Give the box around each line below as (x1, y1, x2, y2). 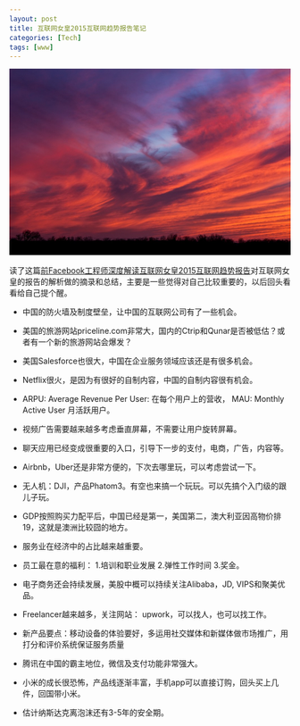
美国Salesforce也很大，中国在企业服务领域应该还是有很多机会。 (21, 355, 257, 366)
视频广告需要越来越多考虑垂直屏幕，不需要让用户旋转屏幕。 (21, 424, 242, 435)
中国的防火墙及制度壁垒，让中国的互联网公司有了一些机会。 (21, 306, 242, 317)
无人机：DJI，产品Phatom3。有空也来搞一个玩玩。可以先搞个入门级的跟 (21, 480, 287, 491)
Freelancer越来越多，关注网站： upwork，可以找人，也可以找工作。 (21, 609, 272, 620)
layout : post (9, 14, 58, 23)
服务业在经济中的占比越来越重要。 (21, 541, 148, 552)
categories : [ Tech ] (9, 33, 82, 42)
